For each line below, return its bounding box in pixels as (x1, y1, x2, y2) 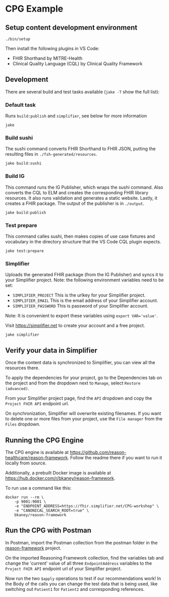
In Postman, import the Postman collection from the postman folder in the (5, 539, 158, 545)
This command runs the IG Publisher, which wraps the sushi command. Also (5, 184, 163, 190)
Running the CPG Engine (5, 436, 84, 444)
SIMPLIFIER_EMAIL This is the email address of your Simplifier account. (12, 297, 158, 304)
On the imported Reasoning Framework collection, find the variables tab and (5, 555, 164, 561)
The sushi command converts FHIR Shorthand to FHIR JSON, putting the (5, 146, 156, 152)
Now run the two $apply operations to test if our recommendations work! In (5, 575, 161, 581)
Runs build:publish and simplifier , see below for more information (5, 113, 147, 119)
